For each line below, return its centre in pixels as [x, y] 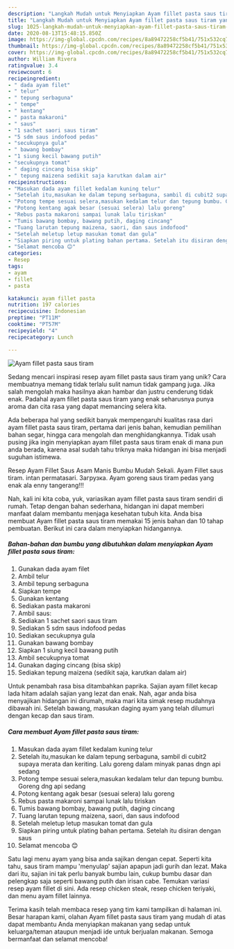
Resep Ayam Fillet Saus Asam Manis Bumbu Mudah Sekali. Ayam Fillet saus [116, 470]
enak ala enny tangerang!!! [46, 485]
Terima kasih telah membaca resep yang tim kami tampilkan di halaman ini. [115, 909]
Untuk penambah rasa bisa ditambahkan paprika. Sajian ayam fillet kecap [113, 686]
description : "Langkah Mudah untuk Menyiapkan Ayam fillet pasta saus [112, 14]
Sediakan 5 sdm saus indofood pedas [72, 628]
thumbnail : [24, 46]
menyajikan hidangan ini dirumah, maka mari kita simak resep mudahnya [112, 701]
